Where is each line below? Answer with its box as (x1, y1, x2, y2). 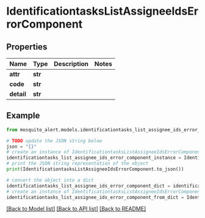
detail (9, 90, 26, 98)
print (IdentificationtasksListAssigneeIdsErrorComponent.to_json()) (6, 166, 184, 172)
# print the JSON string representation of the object (6, 161, 149, 167)
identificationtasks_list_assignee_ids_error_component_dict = (6, 183, 171, 189)
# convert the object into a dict (6, 177, 95, 183)
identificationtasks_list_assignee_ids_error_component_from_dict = (6, 194, 184, 200)
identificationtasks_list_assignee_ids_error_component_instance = (6, 154, 182, 161)
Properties (6, 42, 48, 52)
